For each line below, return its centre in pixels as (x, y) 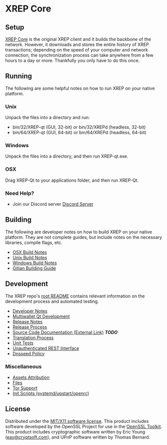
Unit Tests (23, 343)
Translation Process (33, 337)
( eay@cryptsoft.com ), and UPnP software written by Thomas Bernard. (78, 437)
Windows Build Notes (35, 263)
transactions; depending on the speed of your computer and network (77, 50)
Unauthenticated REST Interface (46, 348)
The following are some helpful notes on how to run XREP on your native (80, 88)
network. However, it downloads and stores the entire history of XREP (77, 45)
